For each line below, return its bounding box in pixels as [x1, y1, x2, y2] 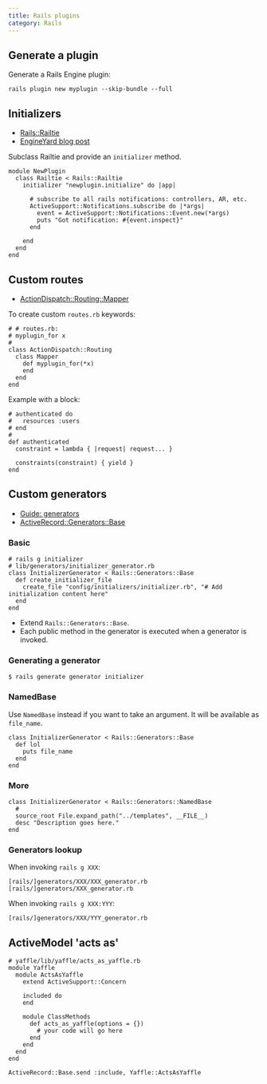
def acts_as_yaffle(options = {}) [29, 1020, 145, 1028]
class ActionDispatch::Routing [8, 345, 112, 353]
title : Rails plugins [8, 11, 80, 20]
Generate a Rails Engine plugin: [8, 69, 111, 80]
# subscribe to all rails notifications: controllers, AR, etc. [29, 195, 248, 203]
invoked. [19, 635, 49, 644]
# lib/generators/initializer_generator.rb [8, 562, 155, 570]
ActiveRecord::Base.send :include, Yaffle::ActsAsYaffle [8, 1069, 202, 1077]
